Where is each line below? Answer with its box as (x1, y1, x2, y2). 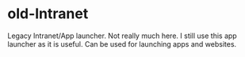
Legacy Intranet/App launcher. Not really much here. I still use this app (7, 31, 237, 40)
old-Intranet (7, 5, 89, 23)
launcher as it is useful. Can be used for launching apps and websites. (7, 39, 237, 48)
